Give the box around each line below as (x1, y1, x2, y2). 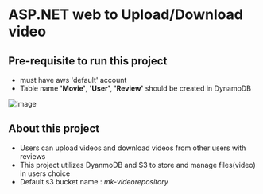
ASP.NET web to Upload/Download (8, 6, 244, 24)
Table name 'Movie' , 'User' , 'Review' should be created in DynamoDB (19, 83, 252, 93)
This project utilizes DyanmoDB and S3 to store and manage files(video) (19, 160, 256, 169)
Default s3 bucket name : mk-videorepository (19, 177, 168, 186)
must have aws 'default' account (19, 76, 127, 84)
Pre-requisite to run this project (8, 54, 168, 68)
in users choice (19, 169, 71, 178)
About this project (8, 122, 100, 136)
